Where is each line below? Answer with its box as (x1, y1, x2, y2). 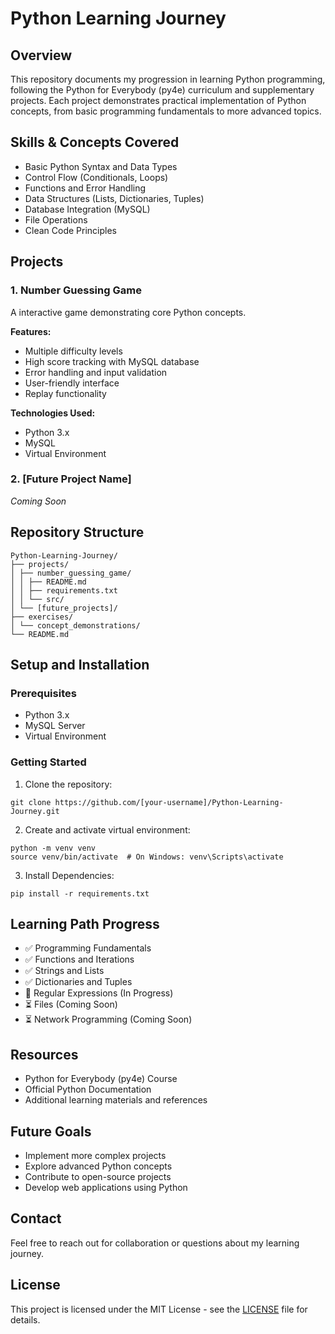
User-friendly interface (24, 377, 120, 389)
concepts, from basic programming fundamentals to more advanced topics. (10, 105, 322, 117)
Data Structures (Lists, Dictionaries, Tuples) (24, 192, 205, 204)
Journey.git (10, 806, 60, 816)
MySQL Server (24, 720, 86, 732)
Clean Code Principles (24, 224, 117, 236)
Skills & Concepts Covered (10, 134, 180, 151)
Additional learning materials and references (24, 1094, 208, 1106)
